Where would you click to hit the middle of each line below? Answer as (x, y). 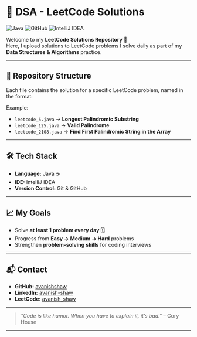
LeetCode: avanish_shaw (45, 299)
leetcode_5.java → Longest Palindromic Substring (77, 119)
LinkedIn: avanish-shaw (44, 293)
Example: (17, 107)
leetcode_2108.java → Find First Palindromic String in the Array (93, 131)
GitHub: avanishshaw (41, 287)
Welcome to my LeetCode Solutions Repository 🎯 (67, 39)
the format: (20, 96)
